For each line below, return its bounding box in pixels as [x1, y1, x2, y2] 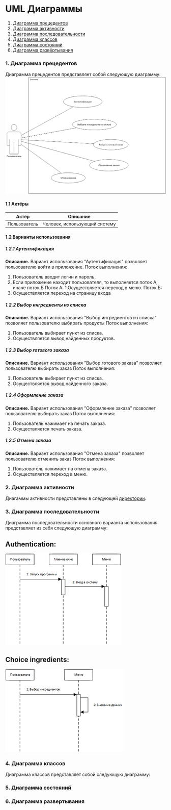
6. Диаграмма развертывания [5, 798, 85, 805]
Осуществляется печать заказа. [12, 425, 83, 432]
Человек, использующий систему [42, 220, 116, 227]
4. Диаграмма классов [5, 760, 66, 767]
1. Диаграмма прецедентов [5, 60, 77, 67]
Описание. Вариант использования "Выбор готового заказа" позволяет [5, 360, 162, 366]
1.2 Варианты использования [5, 234, 71, 240]
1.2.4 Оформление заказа [5, 392, 64, 398]
